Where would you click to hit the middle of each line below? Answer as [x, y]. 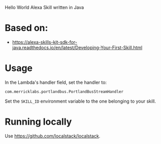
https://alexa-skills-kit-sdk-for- [45, 42]
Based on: [26, 28]
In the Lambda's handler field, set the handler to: [56, 82]
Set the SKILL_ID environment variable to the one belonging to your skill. [81, 101]
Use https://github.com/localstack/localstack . [52, 136]
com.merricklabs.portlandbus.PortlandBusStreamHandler [64, 91]
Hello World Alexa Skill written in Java [45, 7]
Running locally [38, 122]
